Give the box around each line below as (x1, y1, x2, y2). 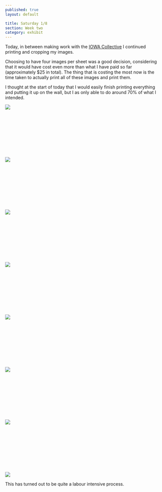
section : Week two (5, 25, 43, 30)
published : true (5, 7, 39, 12)
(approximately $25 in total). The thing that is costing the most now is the (5, 69, 155, 75)
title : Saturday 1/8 (5, 21, 48, 26)
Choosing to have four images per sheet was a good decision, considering (5, 59, 157, 65)
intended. (5, 95, 25, 101)
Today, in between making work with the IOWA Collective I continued (5, 44, 146, 50)
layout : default (5, 12, 39, 17)
